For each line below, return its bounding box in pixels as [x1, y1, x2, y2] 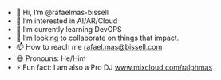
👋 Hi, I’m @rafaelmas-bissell [15, 8, 109, 17]
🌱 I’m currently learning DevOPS [15, 25, 122, 34]
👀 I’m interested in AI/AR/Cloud [15, 16, 118, 26]
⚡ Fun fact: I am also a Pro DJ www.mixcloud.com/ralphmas [15, 62, 213, 72]
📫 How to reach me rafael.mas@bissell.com [15, 42, 163, 51]
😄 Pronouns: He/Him [15, 54, 86, 63]
